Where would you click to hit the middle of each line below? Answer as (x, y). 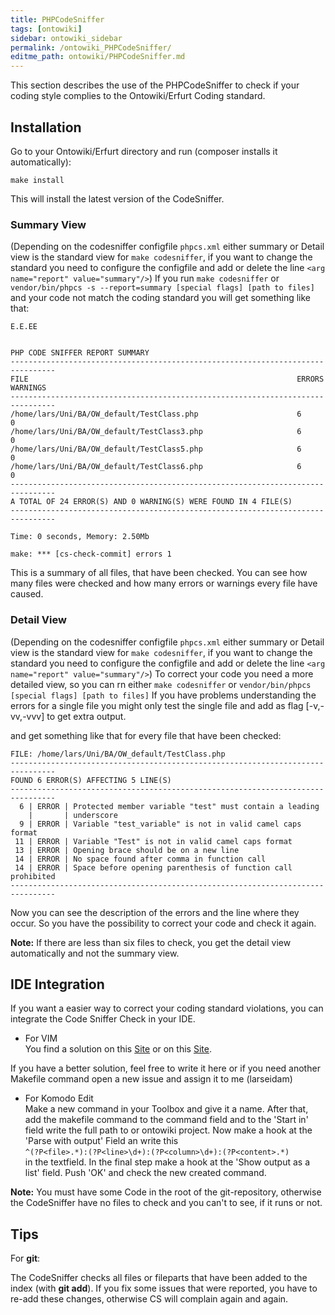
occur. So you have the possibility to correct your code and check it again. (163, 923)
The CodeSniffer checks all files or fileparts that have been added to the (159, 1278)
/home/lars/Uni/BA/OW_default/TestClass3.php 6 (156, 432)
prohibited (33, 876)
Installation (46, 127)
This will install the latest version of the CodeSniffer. (117, 198)
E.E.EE (24, 327)
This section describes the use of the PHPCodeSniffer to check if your (155, 85)
